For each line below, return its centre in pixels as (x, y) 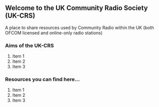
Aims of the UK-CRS (29, 45)
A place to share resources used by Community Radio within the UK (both (79, 27)
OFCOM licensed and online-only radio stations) (54, 33)
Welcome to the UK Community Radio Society (77, 8)
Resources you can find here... (42, 80)
